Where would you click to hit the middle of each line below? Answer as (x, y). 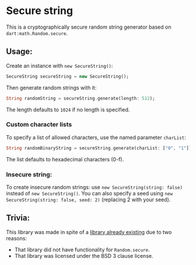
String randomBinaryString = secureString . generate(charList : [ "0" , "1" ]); (100, 148)
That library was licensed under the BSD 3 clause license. (84, 256)
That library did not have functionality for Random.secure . (82, 249)
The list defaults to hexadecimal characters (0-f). (65, 159)
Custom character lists (39, 125)
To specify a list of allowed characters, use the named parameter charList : (96, 137)
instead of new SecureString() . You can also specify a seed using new (90, 193)
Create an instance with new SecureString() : (60, 66)
